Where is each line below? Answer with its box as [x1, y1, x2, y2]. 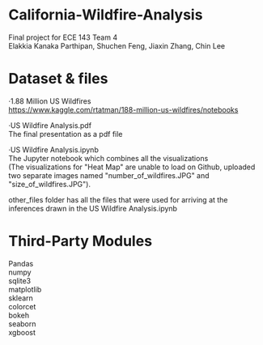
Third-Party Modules [8, 232, 152, 250]
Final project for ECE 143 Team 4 [8, 32, 118, 42]
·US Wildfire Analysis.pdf [8, 120, 91, 130]
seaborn [8, 318, 36, 329]
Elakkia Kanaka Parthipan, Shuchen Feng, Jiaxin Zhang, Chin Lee [8, 40, 225, 50]
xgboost [8, 327, 36, 337]
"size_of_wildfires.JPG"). [8, 179, 91, 189]
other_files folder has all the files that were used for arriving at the [8, 194, 228, 204]
